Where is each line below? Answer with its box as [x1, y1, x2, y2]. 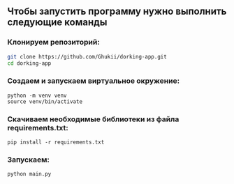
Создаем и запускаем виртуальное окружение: [7, 76, 180, 86]
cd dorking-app [7, 59, 52, 67]
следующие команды [7, 17, 108, 29]
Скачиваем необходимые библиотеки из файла [7, 114, 180, 124]
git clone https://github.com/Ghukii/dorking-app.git [7, 53, 168, 60]
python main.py [7, 171, 52, 178]
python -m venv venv [7, 92, 68, 99]
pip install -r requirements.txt [7, 139, 105, 146]
